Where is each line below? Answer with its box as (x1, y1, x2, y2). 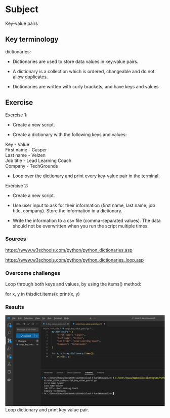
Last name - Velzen (5, 152, 46, 158)
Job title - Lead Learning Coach (5, 157, 72, 164)
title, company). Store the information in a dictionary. (12, 207, 122, 214)
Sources (5, 235, 26, 242)
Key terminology (5, 35, 59, 44)
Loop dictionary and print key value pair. (5, 407, 90, 413)
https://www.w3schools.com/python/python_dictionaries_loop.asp (5, 256, 144, 263)
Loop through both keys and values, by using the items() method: (5, 281, 142, 287)
